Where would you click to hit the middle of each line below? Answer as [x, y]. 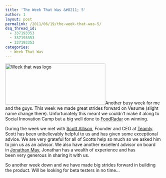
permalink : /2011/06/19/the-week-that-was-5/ [53, 24]
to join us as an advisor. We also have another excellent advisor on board [80, 144]
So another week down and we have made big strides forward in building [80, 165]
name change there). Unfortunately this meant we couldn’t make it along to [82, 113]
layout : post [19, 19]
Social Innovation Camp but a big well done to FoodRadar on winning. [77, 119]
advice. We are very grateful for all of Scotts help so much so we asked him [83, 139]
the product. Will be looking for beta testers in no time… [62, 170]
